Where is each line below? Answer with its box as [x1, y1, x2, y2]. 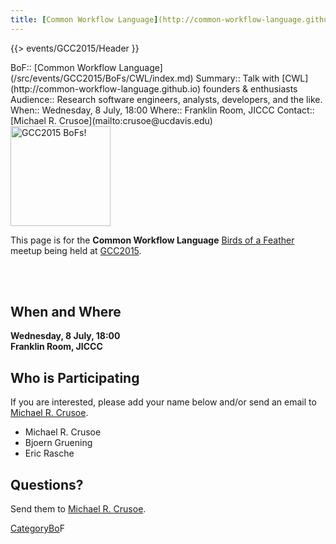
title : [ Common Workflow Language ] [10, 14, 159, 25]
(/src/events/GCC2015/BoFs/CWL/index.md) [10, 72, 194, 84]
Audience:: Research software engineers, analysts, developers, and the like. [10, 93, 323, 105]
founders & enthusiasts [203, 82, 298, 95]
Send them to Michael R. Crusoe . [10, 503, 147, 515]
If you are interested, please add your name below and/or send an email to [10, 396, 317, 408]
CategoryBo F [10, 522, 65, 535]
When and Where [10, 304, 122, 321]
